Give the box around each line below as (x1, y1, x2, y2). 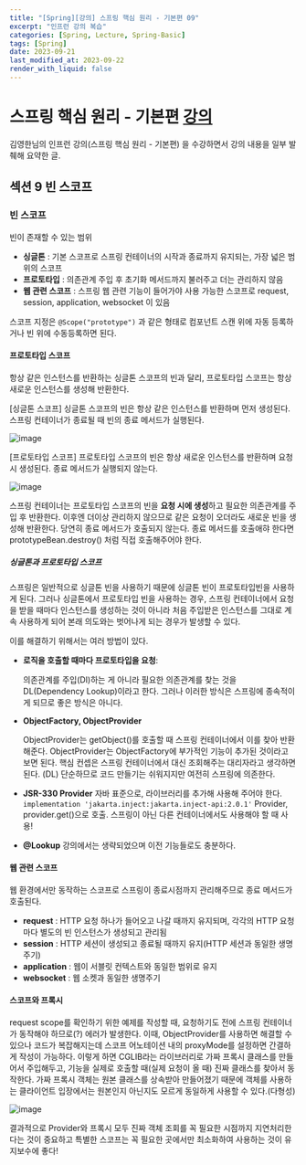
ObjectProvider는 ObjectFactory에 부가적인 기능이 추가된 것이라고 (49, 746, 290, 757)
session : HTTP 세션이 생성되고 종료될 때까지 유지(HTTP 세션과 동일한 (22, 937, 277, 948)
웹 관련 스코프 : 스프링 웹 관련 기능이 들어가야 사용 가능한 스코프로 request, (22, 285, 290, 296)
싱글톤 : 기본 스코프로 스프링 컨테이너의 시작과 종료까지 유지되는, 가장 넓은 (22, 250, 286, 261)
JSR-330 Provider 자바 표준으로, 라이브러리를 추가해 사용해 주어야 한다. (22, 788, 283, 799)
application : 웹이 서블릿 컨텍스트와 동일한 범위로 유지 (22, 960, 217, 971)
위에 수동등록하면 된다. (36, 327, 117, 338)
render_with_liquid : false (9, 65, 112, 74)
